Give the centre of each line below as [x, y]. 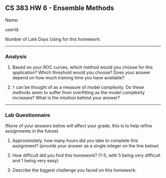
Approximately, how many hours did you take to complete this [75, 141]
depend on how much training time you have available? [68, 78]
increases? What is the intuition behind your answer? [66, 98]
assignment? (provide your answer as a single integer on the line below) [85, 146]
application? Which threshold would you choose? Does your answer [81, 72]
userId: [12, 30]
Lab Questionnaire [28, 115]
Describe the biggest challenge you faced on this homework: [74, 170]
